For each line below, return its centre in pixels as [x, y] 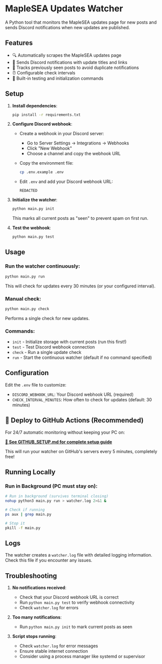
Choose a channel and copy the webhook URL [74, 154]
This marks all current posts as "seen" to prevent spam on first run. [80, 218]
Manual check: [23, 299]
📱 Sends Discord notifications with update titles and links [70, 62]
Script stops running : [34, 636]
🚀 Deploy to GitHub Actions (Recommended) [74, 420]
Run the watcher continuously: [43, 266]
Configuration [27, 373]
